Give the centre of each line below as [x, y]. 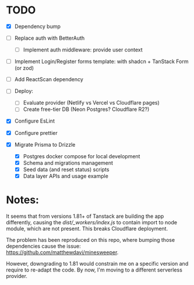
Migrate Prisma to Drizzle [45, 144]
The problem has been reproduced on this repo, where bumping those [91, 239]
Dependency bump [38, 26]
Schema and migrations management [68, 163]
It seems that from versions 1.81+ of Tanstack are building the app [85, 216]
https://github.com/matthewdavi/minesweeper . [62, 252]
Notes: [23, 200]
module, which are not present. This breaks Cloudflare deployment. [87, 228]
